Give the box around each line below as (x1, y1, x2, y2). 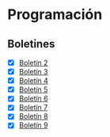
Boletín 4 (18, 76, 49, 86)
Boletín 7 (18, 103, 48, 112)
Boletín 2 (18, 58, 48, 67)
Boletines (7, 37, 55, 51)
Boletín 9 (18, 120, 48, 130)
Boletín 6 (18, 93, 48, 104)
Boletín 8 (18, 112, 48, 121)
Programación (7, 6, 103, 24)
